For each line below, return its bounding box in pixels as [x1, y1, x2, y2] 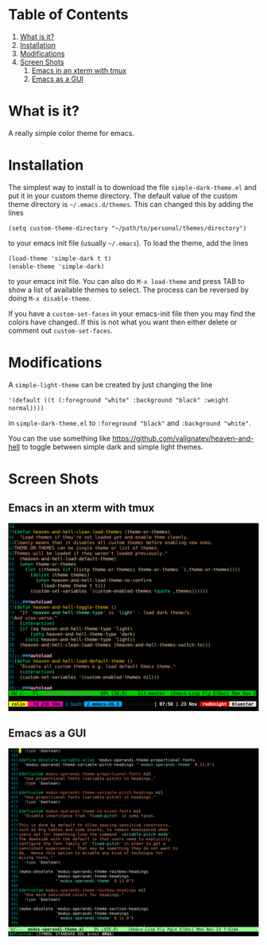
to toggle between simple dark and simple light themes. [21, 441, 204, 451]
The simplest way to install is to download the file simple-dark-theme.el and [8, 182, 257, 192]
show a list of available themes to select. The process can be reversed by [8, 285, 249, 294]
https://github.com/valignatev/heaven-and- [112, 434, 254, 443]
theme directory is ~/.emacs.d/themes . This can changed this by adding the [8, 199, 253, 208]
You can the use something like [8, 434, 111, 443]
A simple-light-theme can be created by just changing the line [8, 379, 213, 389]
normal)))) [8, 404, 44, 412]
